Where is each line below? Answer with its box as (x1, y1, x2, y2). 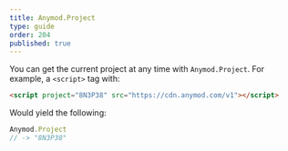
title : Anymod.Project (9, 13, 96, 23)
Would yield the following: (9, 107, 107, 118)
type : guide (9, 22, 55, 31)
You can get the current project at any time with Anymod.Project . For (9, 64, 264, 75)
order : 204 (9, 30, 51, 39)
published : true (9, 38, 71, 48)
